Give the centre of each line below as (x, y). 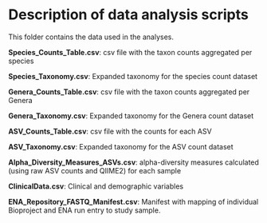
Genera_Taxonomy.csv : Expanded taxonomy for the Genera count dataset (131, 115)
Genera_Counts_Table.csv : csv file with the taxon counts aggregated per (129, 92)
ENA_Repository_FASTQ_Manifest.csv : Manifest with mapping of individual (133, 201)
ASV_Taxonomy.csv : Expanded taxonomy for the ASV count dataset (121, 146)
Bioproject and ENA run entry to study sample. (84, 210)
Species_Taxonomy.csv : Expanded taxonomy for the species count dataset (133, 76)
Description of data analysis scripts (128, 15)
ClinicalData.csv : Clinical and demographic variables (96, 186)
